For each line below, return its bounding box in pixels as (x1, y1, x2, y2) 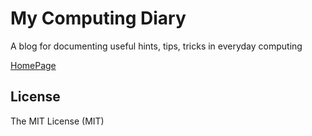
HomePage (10, 59, 57, 71)
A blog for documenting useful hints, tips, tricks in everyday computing (10, 40, 303, 52)
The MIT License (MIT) (10, 115, 105, 127)
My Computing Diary (10, 7, 187, 30)
